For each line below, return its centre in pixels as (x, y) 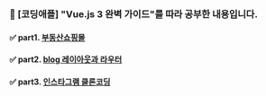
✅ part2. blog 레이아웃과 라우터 (66, 59)
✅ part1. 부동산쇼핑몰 (47, 37)
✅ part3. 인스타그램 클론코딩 (60, 82)
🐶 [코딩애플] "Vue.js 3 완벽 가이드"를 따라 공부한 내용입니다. (134, 13)
